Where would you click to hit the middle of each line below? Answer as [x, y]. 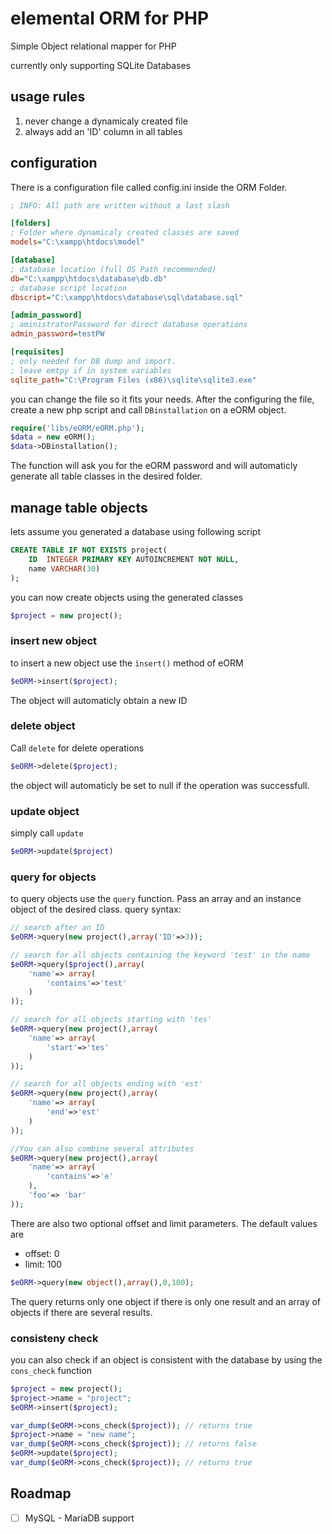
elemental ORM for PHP [110, 18]
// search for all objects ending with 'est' [106, 1084]
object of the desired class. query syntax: [96, 909]
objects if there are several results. [81, 1312]
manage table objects [79, 507]
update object [45, 811]
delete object [43, 726]
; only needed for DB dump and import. [93, 361]
